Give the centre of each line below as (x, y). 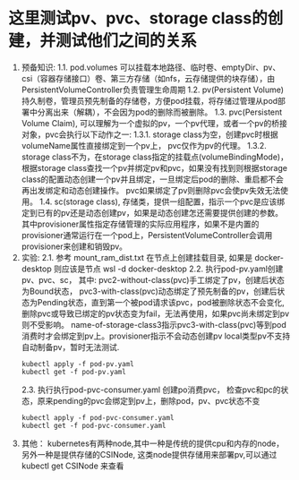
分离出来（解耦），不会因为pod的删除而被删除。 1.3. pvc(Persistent (160, 112)
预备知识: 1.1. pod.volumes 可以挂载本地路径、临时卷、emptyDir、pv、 (151, 67)
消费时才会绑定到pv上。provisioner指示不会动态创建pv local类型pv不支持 (156, 336)
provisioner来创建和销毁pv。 (74, 246)
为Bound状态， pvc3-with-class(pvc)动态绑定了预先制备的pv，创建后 (149, 291)
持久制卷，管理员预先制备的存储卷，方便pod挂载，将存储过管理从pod (149, 100)
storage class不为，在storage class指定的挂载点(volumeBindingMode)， (154, 157)
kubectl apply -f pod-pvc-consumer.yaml (98, 417)
